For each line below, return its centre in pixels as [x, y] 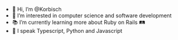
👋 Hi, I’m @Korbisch [37, 9]
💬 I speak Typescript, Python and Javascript [67, 31]
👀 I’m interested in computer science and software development [92, 16]
